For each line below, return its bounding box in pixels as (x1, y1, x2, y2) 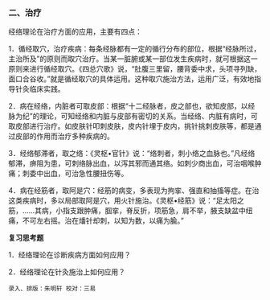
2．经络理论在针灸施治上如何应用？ (8, 267, 126, 277)
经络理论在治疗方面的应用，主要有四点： (8, 27, 142, 37)
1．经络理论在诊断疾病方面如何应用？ (8, 250, 131, 260)
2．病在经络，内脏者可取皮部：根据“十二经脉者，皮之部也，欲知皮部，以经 (8, 101, 256, 111)
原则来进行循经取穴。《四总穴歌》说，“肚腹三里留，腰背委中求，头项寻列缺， (8, 64, 262, 74)
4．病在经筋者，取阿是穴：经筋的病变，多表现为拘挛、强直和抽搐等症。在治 (8, 186, 260, 195)
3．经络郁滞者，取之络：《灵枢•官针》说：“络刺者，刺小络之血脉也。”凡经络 (8, 149, 256, 158)
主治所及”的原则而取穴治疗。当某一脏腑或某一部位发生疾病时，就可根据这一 (8, 54, 259, 64)
